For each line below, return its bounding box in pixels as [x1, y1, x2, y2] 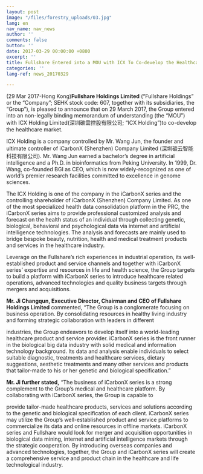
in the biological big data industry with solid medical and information [6, 341, 176, 349]
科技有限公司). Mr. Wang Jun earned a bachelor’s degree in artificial [6, 153, 175, 160]
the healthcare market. [6, 126, 63, 133]
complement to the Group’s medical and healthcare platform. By [6, 385, 166, 392]
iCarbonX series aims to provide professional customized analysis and [6, 209, 181, 217]
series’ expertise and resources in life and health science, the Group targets [6, 266, 195, 274]
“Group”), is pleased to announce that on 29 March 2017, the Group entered [6, 105, 195, 113]
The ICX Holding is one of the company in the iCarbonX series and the [6, 190, 181, 197]
